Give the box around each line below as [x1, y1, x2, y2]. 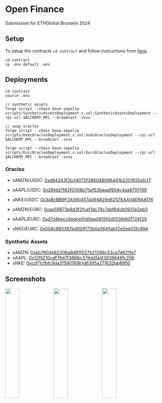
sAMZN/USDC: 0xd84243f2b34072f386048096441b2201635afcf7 [12, 177, 151, 183]
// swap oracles [5, 123, 39, 128]
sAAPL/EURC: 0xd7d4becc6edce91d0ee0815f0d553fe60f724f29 [12, 216, 147, 222]
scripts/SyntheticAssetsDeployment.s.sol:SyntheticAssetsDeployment [5, 110, 151, 115]
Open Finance [5, 3, 64, 15]
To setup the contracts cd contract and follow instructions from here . [5, 47, 148, 53]
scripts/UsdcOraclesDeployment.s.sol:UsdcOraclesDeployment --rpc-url [5, 132, 155, 137]
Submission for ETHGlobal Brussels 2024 [5, 20, 90, 26]
